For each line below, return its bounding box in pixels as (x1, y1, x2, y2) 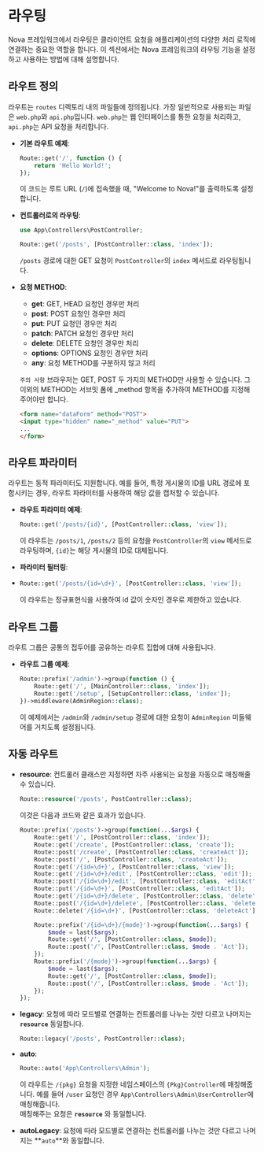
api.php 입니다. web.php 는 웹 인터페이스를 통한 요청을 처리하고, (49, 112, 241, 121)
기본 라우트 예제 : (19, 139, 70, 148)
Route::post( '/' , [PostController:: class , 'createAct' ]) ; (34, 855, 228, 863)
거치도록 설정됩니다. (34, 722, 96, 732)
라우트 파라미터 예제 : (19, 505, 82, 514)
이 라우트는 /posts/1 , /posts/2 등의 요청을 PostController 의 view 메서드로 (19, 536, 253, 546)
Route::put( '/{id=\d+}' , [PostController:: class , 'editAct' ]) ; (34, 885, 246, 893)
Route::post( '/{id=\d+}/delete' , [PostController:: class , (34, 899, 228, 907)
